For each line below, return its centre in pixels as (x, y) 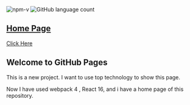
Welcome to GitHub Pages (57, 63)
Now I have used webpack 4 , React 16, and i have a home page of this (95, 89)
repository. (20, 95)
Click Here (19, 43)
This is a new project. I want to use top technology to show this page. (93, 77)
